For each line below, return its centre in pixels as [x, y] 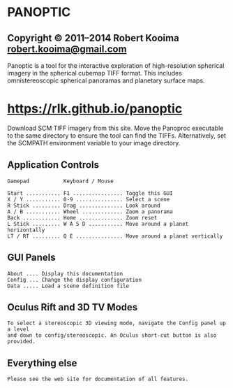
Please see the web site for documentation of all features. [98, 379]
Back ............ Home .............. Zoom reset [82, 217]
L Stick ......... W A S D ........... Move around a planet [98, 224]
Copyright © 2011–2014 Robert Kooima [93, 38]
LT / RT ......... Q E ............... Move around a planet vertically [115, 236]
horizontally [26, 230]
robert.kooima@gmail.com [67, 49]
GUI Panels [31, 258]
